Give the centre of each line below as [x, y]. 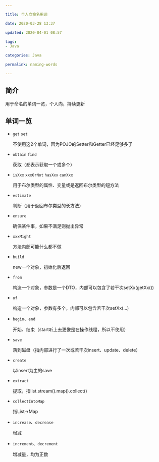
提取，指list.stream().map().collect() [50, 391]
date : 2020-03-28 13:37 [30, 23]
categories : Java [23, 55]
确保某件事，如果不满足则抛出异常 [48, 226]
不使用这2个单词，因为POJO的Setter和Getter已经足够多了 [72, 144]
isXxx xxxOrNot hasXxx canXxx [43, 175]
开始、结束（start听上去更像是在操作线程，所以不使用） [70, 329]
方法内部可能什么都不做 [37, 246]
